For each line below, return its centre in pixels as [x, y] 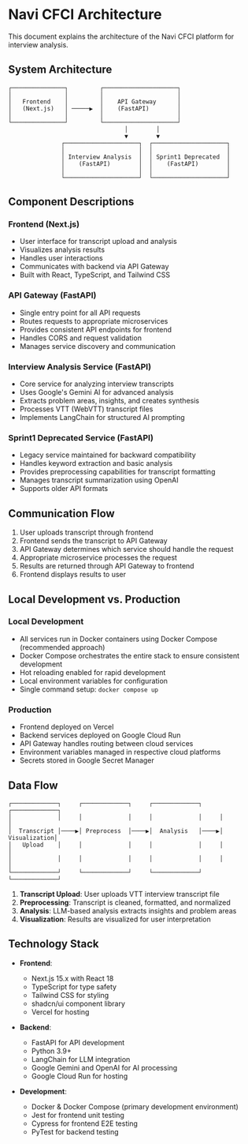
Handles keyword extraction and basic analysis [96, 463]
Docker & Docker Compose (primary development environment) [135, 1106]
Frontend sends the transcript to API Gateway [93, 541]
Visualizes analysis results [62, 249]
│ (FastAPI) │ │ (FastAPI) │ [146, 163]
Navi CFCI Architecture [85, 15]
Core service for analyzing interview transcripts [97, 384]
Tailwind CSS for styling [70, 995]
